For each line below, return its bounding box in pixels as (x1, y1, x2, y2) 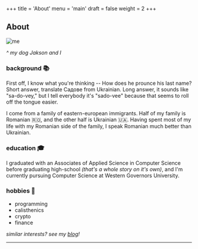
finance (14, 219, 34, 226)
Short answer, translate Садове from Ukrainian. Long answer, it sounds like (6, 86, 189, 93)
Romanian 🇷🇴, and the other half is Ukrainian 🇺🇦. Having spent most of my (6, 116, 192, 123)
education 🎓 (6, 144, 45, 152)
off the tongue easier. (6, 98, 58, 105)
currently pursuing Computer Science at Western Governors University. (6, 172, 180, 179)
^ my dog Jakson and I (6, 49, 62, 56)
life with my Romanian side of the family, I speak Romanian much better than (6, 123, 192, 130)
